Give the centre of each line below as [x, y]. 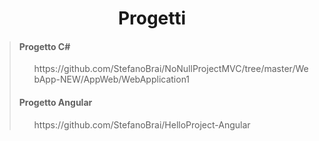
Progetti [152, 18]
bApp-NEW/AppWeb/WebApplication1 [112, 79]
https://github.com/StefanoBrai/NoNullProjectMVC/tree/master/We [171, 69]
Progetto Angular [55, 102]
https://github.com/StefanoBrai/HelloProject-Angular [142, 124]
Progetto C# [44, 46]
